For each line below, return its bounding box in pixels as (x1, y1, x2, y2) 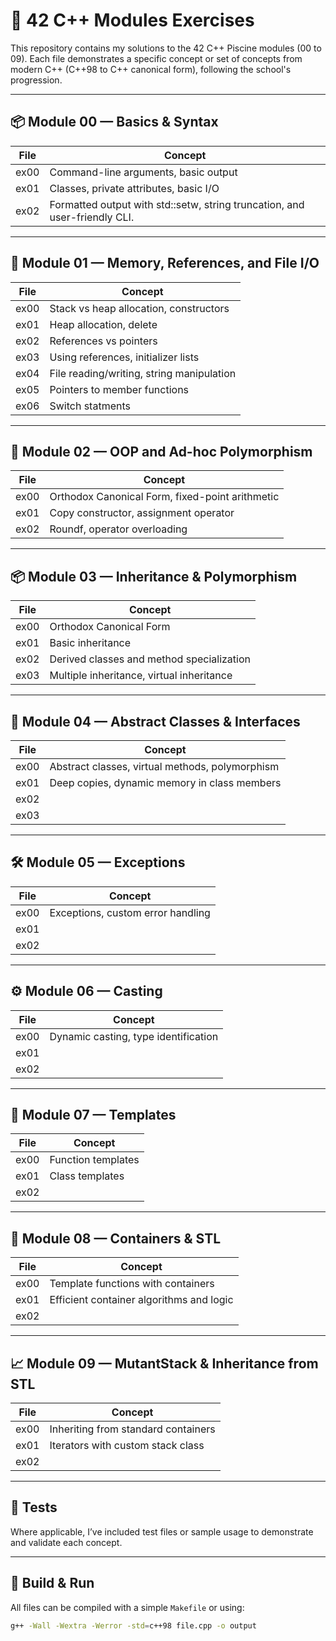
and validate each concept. (10, 1536, 123, 1548)
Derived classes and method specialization (49, 652, 251, 666)
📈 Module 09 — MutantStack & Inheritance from (10, 1355, 319, 1372)
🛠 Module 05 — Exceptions (10, 854, 186, 871)
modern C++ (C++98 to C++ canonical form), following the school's (10, 63, 292, 75)
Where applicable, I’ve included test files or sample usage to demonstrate (10, 1525, 314, 1538)
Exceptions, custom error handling (49, 905, 211, 919)
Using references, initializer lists (49, 350, 200, 364)
